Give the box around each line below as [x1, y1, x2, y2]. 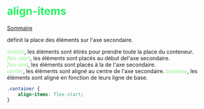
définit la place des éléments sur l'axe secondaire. [7, 36, 133, 43]
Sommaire [7, 24, 33, 32]
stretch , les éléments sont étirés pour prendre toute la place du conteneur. [7, 47, 194, 55]
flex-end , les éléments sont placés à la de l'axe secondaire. [7, 61, 156, 68]
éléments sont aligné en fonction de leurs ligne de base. [7, 74, 148, 81]
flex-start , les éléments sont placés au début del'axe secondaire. [7, 54, 170, 62]
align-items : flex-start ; [18, 91, 84, 97]
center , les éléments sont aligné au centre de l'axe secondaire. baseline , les [7, 67, 198, 74]
